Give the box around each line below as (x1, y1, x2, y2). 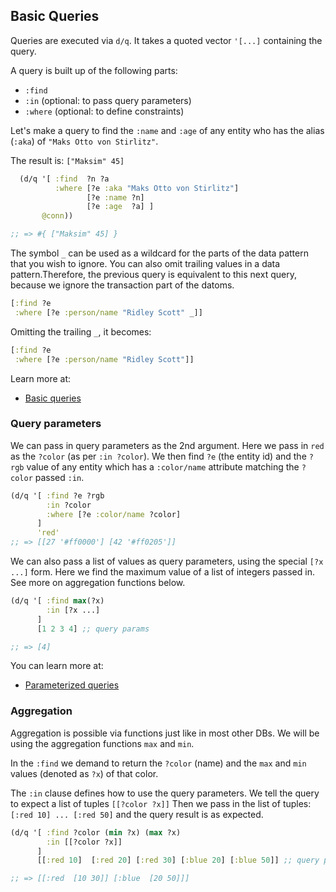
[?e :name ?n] (86, 192, 145, 203)
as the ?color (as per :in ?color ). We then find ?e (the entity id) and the (10, 450, 307, 462)
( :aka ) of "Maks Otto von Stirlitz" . (10, 135, 159, 147)
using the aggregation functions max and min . (10, 737, 195, 749)
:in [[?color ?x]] (46, 837, 123, 847)
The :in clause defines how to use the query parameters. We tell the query (10, 787, 320, 799)
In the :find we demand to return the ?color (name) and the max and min (10, 757, 307, 769)
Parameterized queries (24, 679, 120, 691)
